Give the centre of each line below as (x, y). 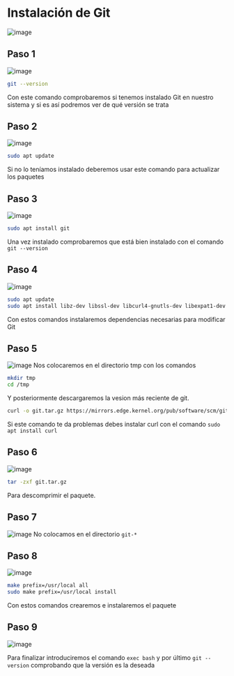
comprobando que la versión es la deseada (93, 665)
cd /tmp (18, 385)
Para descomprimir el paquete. (52, 495)
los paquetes (26, 177)
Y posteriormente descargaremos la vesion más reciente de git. (98, 398)
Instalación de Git (59, 13)
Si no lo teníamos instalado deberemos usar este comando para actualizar (114, 170)
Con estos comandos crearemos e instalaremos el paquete (92, 605)
